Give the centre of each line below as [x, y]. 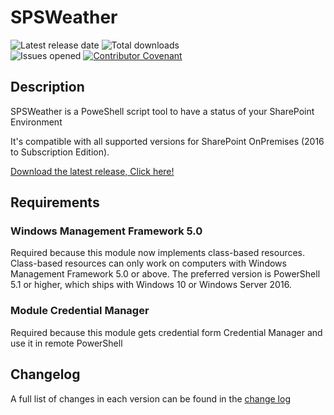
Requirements [55, 202]
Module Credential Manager [80, 311]
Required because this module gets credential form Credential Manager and [166, 332]
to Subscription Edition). [60, 152]
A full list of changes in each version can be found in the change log [150, 398]
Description [47, 87]
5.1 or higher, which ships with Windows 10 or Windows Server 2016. [151, 285]
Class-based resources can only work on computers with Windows [148, 263]
